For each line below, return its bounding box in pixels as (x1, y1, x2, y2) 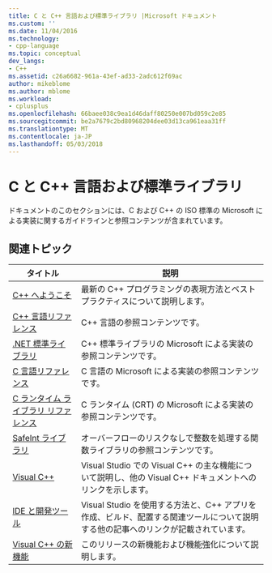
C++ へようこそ (12, 289, 72, 301)
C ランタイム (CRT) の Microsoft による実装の (80, 399, 254, 410)
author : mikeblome (8, 79, 70, 88)
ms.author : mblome (8, 87, 70, 96)
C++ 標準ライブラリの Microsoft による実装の (80, 338, 253, 349)
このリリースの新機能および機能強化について (80, 539, 251, 550)
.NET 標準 (12, 338, 50, 349)
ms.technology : (8, 34, 60, 43)
